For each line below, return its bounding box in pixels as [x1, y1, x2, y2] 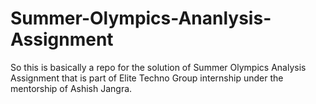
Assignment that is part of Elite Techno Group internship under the [10, 72, 284, 84]
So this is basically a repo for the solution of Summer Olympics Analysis [10, 61, 307, 73]
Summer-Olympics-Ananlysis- [10, 7, 272, 30]
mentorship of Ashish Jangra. [10, 82, 133, 94]
